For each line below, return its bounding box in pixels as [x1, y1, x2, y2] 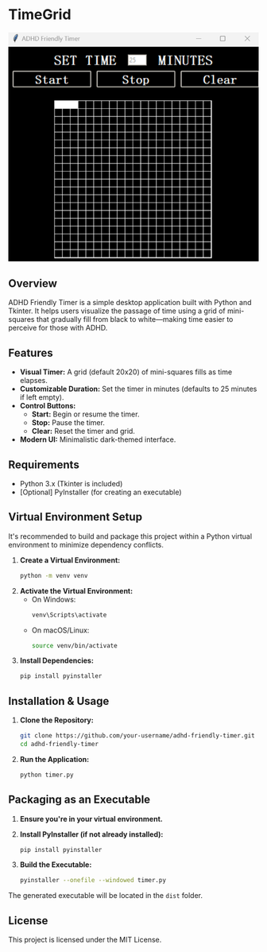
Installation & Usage [8, 694, 110, 708]
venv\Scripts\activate [31, 610, 107, 619]
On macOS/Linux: [31, 625, 90, 635]
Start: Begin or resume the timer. [31, 409, 140, 419]
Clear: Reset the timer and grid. [31, 427, 135, 436]
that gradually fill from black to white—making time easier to [36, 315, 234, 324]
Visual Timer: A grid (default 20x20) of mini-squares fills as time [19, 367, 233, 377]
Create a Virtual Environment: [19, 555, 121, 565]
